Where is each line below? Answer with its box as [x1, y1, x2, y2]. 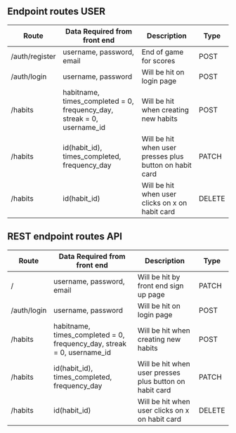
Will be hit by [137, 272, 181, 281]
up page [137, 289, 165, 299]
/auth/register [11, 51, 56, 61]
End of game [141, 47, 184, 57]
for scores [141, 55, 176, 65]
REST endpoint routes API [7, 231, 123, 243]
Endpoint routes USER [7, 6, 106, 18]
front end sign [137, 281, 184, 291]
